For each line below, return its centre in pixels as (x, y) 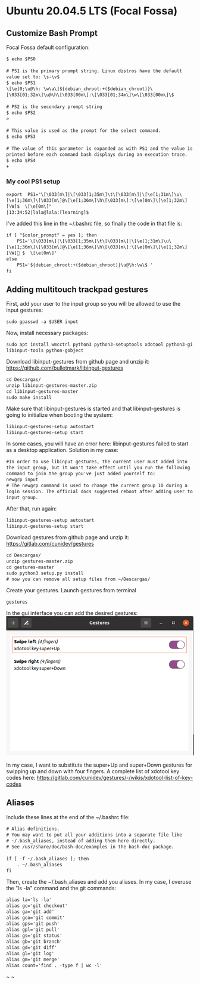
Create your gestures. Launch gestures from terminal (71, 591)
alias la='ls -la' (29, 900)
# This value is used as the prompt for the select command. (84, 131)
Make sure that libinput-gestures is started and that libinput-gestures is (93, 409)
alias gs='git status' (34, 936)
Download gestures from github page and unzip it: (68, 537)
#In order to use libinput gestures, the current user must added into (97, 462)
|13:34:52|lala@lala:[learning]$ (48, 213)
